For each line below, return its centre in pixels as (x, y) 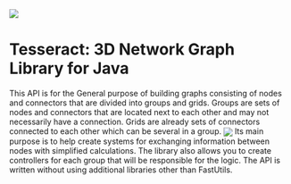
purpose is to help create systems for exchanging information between (140, 141)
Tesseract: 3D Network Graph (122, 50)
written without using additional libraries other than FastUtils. (121, 170)
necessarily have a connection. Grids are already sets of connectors (135, 121)
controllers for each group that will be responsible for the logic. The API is (145, 161)
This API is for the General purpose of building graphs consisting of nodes (146, 93)
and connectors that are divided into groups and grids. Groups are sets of (145, 103)
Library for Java (69, 68)
